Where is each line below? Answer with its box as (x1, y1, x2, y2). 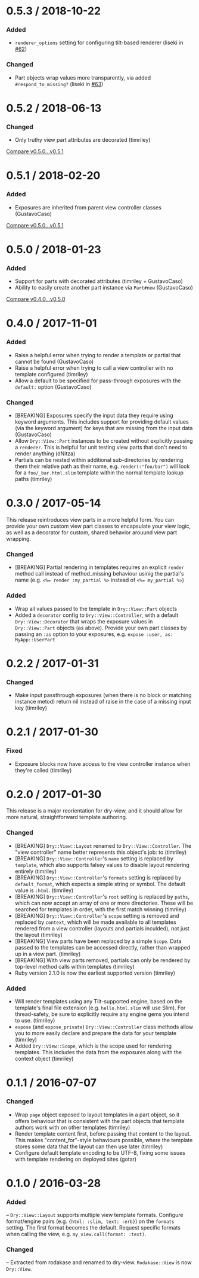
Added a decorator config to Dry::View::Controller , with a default (14, 611, 179, 619)
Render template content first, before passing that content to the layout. (14, 1130, 191, 1137)
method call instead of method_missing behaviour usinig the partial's (14, 570, 184, 577)
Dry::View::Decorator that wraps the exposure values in (14, 617, 153, 625)
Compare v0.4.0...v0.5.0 (6, 296, 66, 303)
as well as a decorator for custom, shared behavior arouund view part (6, 528, 178, 536)
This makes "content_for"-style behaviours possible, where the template (14, 1136, 193, 1143)
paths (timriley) (14, 476, 52, 483)
